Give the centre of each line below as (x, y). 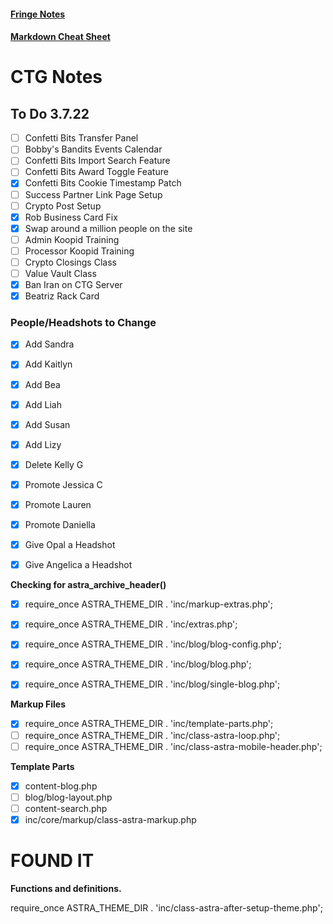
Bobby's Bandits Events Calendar (93, 149)
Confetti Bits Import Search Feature (97, 161)
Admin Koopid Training (72, 239)
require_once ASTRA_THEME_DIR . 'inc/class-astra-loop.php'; (152, 735)
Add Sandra (49, 344)
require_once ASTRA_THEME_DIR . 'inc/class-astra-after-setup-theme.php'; (166, 907)
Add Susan (47, 424)
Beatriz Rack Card (62, 296)
